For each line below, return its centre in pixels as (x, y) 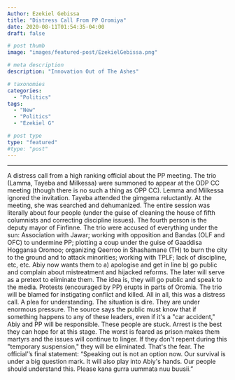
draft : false (26, 33)
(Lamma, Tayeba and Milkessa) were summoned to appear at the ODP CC (114, 183)
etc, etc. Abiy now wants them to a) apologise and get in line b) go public (112, 265)
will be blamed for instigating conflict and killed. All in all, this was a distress (116, 294)
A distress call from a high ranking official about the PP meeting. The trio (112, 175)
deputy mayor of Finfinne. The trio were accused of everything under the (113, 227)
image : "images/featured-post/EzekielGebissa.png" (83, 52)
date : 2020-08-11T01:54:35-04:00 (56, 27)
